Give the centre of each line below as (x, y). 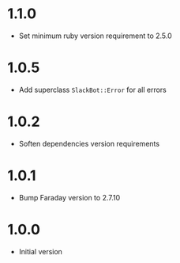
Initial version (40, 251)
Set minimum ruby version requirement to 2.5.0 (96, 36)
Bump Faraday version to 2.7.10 (69, 197)
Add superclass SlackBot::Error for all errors (92, 90)
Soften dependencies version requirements (89, 143)
